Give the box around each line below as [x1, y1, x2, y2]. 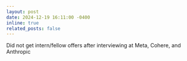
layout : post [6, 8, 39, 15]
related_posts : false [6, 25, 61, 32]
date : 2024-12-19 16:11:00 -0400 [6, 14, 90, 20]
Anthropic [6, 48, 31, 56]
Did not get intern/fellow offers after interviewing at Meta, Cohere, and [6, 42, 181, 49]
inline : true [6, 20, 39, 26]
